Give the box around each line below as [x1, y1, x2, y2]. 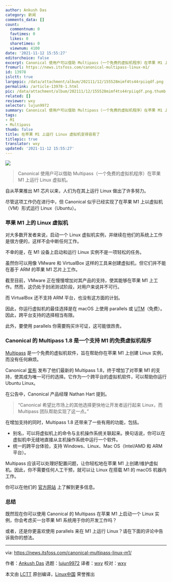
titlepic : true [5, 137, 38, 142]
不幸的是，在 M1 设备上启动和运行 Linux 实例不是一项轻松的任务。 [5, 249, 144, 255]
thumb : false [5, 127, 33, 132]
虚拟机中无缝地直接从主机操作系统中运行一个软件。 [12, 436, 121, 442]
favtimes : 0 [10, 31, 36, 36]
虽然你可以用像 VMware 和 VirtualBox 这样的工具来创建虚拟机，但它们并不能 [5, 260, 166, 266]
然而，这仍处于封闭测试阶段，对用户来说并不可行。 [14, 284, 122, 290]
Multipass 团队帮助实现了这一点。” [17, 408, 89, 414]
